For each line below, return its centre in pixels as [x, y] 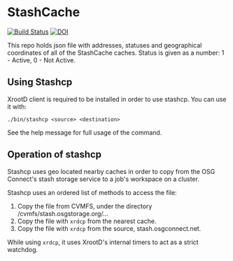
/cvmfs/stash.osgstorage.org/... [63, 213]
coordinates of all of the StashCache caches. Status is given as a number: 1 [116, 53]
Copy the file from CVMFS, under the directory [85, 206]
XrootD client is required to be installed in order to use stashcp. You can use [117, 99]
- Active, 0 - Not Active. [41, 60]
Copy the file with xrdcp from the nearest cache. [87, 221]
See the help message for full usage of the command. [85, 132]
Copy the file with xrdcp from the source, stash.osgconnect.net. [109, 228]
